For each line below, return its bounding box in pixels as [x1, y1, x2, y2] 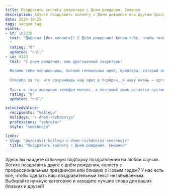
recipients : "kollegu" [10, 110, 57, 115]
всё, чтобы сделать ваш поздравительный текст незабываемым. [5, 172, 145, 179]
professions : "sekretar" [10, 119, 62, 124]
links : [5, 133, 19, 139]
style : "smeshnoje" [10, 124, 51, 129]
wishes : [5, 26, 22, 31]
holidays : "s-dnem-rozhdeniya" [10, 115, 75, 120]
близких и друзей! [5, 183, 44, 189]
